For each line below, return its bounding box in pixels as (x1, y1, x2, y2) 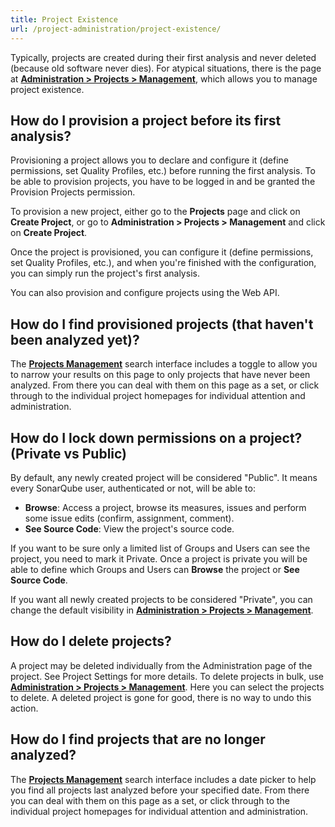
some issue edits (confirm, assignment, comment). (24, 512, 235, 524)
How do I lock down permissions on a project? (10, 429, 303, 446)
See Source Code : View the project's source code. (24, 522, 235, 535)
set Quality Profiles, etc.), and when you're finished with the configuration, (10, 257, 317, 269)
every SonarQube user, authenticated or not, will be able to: (10, 482, 256, 494)
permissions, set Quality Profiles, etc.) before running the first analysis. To (10, 165, 316, 177)
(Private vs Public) (10, 445, 128, 462)
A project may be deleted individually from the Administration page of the (10, 659, 313, 671)
